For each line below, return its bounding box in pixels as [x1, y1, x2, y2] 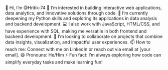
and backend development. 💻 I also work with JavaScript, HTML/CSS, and [5, 21, 160, 27]
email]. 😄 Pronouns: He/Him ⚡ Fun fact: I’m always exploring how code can [5, 52, 161, 57]
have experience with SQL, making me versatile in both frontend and [5, 28, 147, 34]
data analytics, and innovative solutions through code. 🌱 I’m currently [5, 10, 148, 16]
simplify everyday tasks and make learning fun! [5, 59, 103, 65]
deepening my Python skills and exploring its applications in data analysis [5, 15, 157, 21]
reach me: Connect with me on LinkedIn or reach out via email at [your [5, 46, 151, 52]
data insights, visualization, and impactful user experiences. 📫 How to [5, 39, 151, 45]
